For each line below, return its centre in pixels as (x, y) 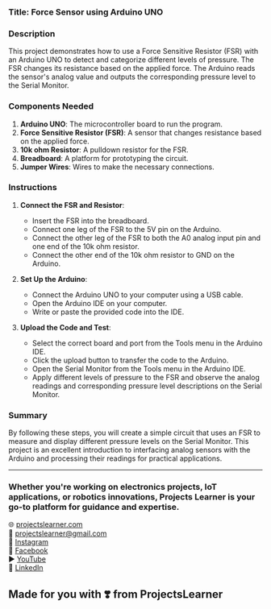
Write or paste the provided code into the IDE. (108, 312)
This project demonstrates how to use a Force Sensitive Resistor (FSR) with (133, 52)
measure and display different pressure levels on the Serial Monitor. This (129, 441)
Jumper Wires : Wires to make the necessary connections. (117, 167)
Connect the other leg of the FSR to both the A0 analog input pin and (146, 238)
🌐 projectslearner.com (46, 524)
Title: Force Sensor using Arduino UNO (86, 12)
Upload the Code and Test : (65, 327)
